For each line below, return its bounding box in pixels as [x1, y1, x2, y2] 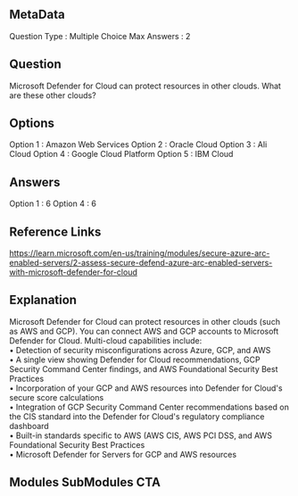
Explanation [9, 293, 78, 308]
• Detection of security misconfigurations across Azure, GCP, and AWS [9, 344, 271, 355]
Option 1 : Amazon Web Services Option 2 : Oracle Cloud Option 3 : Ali [9, 139, 268, 150]
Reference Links [9, 224, 102, 239]
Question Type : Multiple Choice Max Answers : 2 [9, 30, 191, 41]
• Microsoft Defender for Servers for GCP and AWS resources [9, 449, 237, 459]
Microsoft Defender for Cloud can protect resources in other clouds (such [9, 316, 281, 327]
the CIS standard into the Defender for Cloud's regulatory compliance [9, 410, 265, 422]
